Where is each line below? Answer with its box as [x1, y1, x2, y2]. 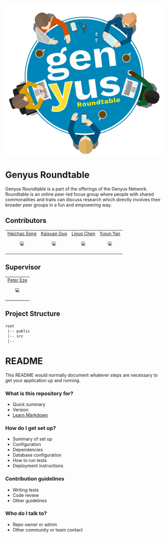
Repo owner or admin [12, 521, 57, 527]
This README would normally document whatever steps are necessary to [5, 372, 158, 378]
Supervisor [5, 263, 41, 272]
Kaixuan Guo [41, 230, 67, 237]
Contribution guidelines [5, 475, 64, 482]
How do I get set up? [5, 424, 56, 431]
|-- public [7, 329, 30, 334]
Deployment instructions [12, 463, 64, 469]
